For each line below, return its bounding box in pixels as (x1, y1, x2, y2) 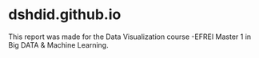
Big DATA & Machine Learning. (8, 40, 110, 49)
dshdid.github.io (8, 6, 122, 24)
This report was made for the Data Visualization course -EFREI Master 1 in (8, 32, 252, 41)
